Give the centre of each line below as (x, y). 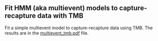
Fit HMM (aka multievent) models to (61, 8)
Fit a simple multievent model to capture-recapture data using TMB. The (79, 28)
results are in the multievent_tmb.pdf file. (47, 33)
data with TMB (60, 16)
